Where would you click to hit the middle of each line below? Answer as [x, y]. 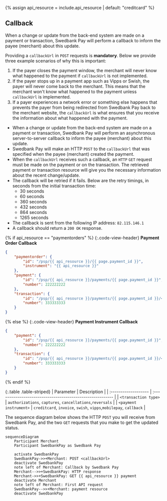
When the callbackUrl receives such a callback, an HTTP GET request [82, 159]
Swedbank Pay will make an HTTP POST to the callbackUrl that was [81, 149]
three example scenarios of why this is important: [56, 61]
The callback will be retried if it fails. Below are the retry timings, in [81, 180]
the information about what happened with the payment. [70, 118]
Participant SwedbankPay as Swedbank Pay [57, 445]
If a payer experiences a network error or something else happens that [85, 102]
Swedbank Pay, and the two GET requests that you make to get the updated [82, 422]
